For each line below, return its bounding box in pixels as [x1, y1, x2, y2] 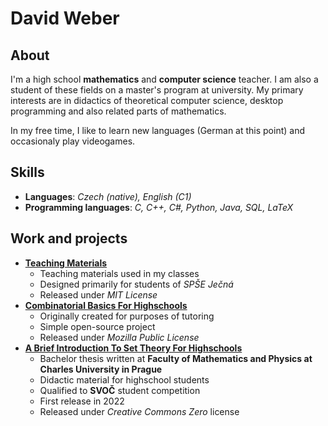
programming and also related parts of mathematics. [10, 105, 227, 117]
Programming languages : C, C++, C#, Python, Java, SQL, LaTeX [24, 201, 294, 213]
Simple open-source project [39, 320, 156, 332]
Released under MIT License [39, 288, 158, 301]
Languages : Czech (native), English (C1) [24, 190, 192, 202]
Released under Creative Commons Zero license [39, 405, 240, 417]
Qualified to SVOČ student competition [39, 384, 201, 396]
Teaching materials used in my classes [39, 267, 200, 279]
